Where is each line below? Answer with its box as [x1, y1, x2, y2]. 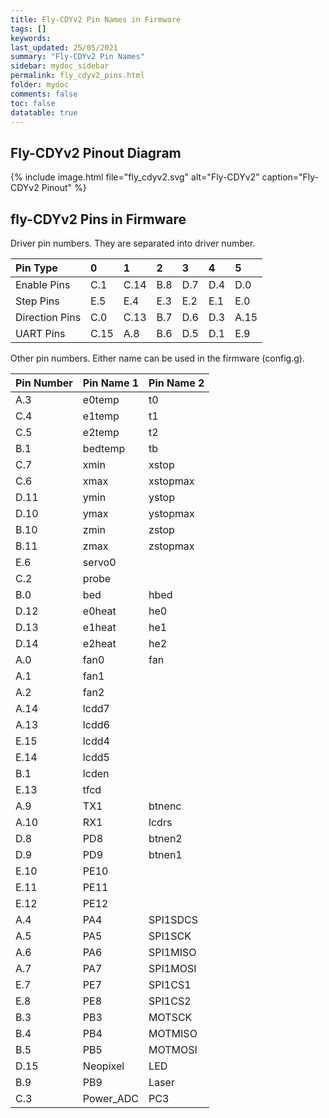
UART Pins [15, 327, 66, 340]
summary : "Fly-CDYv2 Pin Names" [10, 52, 145, 62]
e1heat [82, 621, 117, 634]
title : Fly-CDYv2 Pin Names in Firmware [10, 14, 182, 25]
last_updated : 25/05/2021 [10, 42, 118, 53]
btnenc [148, 799, 182, 813]
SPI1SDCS [148, 913, 198, 926]
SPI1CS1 [148, 978, 192, 991]
